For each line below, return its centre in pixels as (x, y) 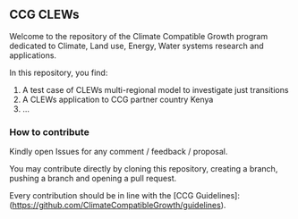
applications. (33, 55)
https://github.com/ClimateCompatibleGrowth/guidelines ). (119, 206)
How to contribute (49, 131)
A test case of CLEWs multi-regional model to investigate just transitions (155, 89)
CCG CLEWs (44, 15)
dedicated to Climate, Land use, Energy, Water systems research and (136, 46)
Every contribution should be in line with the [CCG (102, 196)
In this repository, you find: (59, 72)
